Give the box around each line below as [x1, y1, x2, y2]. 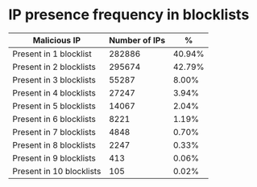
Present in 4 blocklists [12, 87, 97, 98]
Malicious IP [32, 35, 81, 46]
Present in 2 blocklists [12, 61, 97, 72]
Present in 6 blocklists [12, 113, 97, 124]
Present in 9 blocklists [12, 152, 97, 164]
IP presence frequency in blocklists [8, 6, 250, 24]
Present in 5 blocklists [12, 100, 97, 112]
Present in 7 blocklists [12, 126, 97, 137]
